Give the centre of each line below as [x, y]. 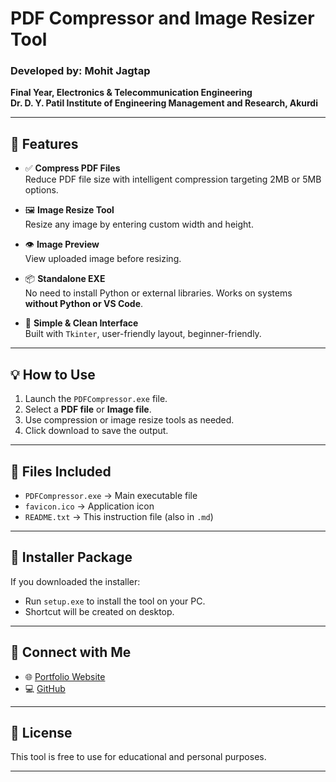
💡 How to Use [53, 374]
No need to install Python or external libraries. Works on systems [158, 293]
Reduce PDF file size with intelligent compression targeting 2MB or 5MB [173, 179]
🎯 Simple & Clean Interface [81, 323]
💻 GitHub [45, 688]
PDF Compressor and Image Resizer [162, 18]
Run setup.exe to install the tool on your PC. [115, 601]
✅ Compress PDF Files [72, 168]
